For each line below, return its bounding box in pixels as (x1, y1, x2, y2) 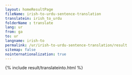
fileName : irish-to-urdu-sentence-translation (5, 12, 101, 16)
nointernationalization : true (5, 51, 67, 57)
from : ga (5, 29, 23, 34)
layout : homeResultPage (5, 7, 54, 12)
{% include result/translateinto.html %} (5, 65, 83, 71)
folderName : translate (5, 20, 54, 25)
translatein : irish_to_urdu (5, 16, 62, 21)
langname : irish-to (5, 38, 45, 43)
